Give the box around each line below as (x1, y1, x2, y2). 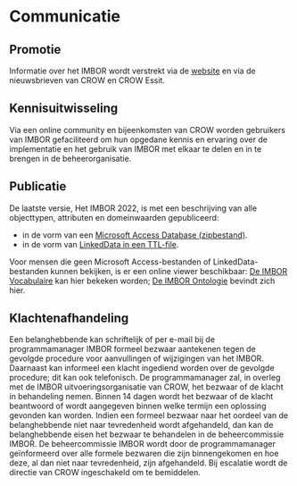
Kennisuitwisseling (9, 101, 119, 116)
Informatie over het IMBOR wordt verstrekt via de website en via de (9, 65, 256, 76)
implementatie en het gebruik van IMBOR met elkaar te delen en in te (9, 143, 262, 154)
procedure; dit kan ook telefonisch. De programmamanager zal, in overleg (9, 373, 281, 383)
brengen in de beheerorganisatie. (9, 153, 132, 163)
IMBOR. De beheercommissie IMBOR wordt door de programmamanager (9, 439, 276, 449)
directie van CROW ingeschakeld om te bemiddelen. (9, 467, 201, 478)
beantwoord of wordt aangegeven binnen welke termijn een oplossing (9, 400, 267, 412)
